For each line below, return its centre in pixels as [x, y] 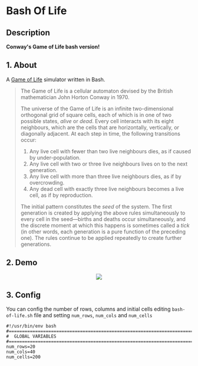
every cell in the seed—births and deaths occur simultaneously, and [103, 219]
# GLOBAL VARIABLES [32, 337]
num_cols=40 [21, 352]
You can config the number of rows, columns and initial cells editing [88, 309]
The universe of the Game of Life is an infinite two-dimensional [97, 108]
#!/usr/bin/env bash [32, 326]
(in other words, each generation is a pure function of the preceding [103, 232]
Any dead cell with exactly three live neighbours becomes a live [107, 189]
